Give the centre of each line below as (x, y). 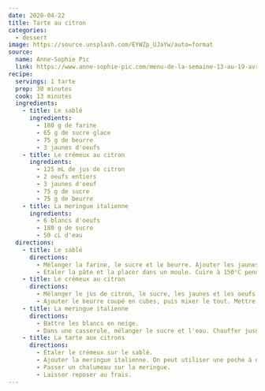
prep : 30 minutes (44, 89)
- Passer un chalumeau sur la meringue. (104, 367)
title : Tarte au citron (47, 23)
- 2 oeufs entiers (67, 177)
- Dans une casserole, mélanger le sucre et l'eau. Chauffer (139, 331)
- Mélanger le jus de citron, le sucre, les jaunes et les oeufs (146, 294)
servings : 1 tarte (46, 81)
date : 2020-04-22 (37, 15)
